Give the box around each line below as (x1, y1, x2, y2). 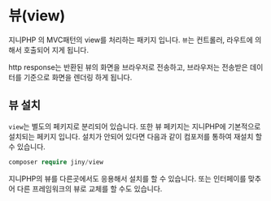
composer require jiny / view (8, 158, 104, 166)
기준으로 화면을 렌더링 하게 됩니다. (23, 72, 133, 82)
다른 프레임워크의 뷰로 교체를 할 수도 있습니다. (16, 183, 163, 194)
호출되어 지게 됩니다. (23, 45, 90, 54)
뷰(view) (8, 6, 66, 25)
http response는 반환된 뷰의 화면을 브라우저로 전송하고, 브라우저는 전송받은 (8, 62, 248, 72)
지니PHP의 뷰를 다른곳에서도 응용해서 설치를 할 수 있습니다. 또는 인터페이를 (8, 173, 247, 183)
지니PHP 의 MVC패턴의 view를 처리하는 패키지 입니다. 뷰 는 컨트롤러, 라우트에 (8, 35, 254, 45)
